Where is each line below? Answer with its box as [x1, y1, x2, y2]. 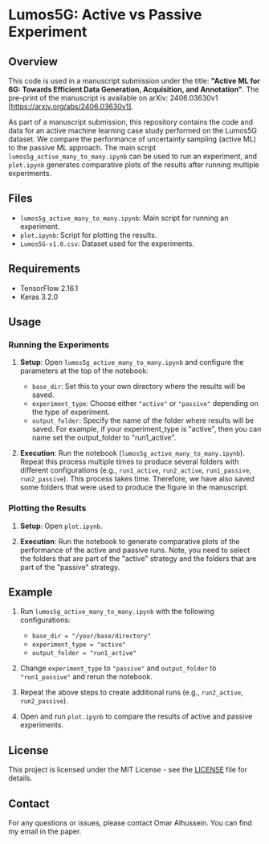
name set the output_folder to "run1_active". [31, 432, 177, 443]
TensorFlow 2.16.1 [19, 283, 79, 293]
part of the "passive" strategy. [19, 562, 120, 572]
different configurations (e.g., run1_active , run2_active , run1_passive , [19, 465, 251, 475]
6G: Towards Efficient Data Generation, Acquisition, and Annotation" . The [8, 84, 259, 94]
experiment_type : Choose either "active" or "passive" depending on [31, 399, 259, 408]
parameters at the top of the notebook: [19, 366, 149, 375]
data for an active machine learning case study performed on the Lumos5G [8, 126, 258, 135]
